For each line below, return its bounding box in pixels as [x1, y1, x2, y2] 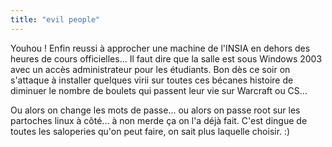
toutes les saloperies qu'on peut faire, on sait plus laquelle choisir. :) [10, 125, 291, 137]
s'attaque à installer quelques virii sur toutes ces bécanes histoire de [10, 74, 294, 86]
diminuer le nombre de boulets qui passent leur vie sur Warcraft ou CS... [10, 84, 308, 96]
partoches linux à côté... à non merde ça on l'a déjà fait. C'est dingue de [10, 114, 308, 126]
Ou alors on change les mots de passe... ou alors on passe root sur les [10, 104, 301, 116]
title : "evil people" [10, 14, 101, 25]
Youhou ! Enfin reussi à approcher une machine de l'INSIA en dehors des [10, 42, 311, 54]
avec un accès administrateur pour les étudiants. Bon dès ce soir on [10, 63, 291, 75]
